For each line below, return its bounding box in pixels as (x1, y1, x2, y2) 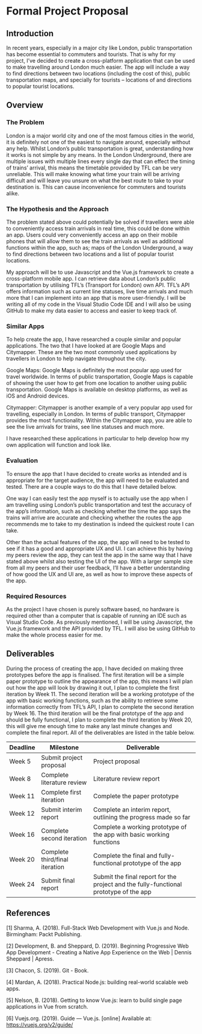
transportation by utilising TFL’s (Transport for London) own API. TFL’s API (6, 281, 190, 288)
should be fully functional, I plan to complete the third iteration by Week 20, (6, 716, 193, 723)
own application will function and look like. (6, 442, 111, 449)
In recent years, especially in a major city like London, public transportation (6, 44, 192, 51)
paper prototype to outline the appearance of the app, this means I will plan (6, 677, 193, 685)
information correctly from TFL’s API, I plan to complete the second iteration (6, 703, 194, 710)
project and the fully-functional (93, 880, 182, 888)
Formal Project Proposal (6, 4, 129, 18)
